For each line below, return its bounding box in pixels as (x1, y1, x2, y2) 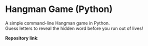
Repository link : (5, 35, 39, 41)
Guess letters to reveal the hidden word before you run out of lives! (5, 25, 143, 31)
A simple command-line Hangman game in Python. (5, 20, 110, 26)
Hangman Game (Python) (5, 3, 113, 15)
